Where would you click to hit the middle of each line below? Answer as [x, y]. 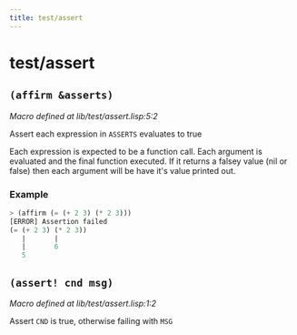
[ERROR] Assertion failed [58, 221]
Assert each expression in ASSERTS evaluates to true [106, 134]
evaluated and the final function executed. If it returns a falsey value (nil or [148, 161]
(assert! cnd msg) [61, 283]
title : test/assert [46, 18]
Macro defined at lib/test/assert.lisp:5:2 [84, 116]
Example [29, 194]
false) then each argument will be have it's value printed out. [123, 170]
